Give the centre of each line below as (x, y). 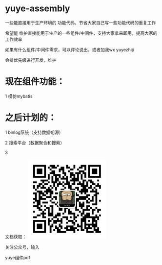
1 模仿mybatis (19, 96)
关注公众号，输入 (22, 247)
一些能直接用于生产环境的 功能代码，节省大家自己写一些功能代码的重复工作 (81, 23)
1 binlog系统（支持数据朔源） (34, 132)
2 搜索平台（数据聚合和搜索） (35, 143)
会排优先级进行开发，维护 (31, 60)
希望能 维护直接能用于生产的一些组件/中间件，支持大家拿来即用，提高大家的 (81, 33)
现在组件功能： (35, 82)
